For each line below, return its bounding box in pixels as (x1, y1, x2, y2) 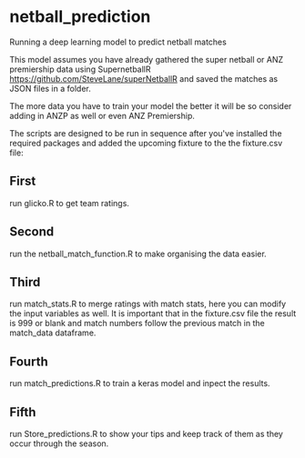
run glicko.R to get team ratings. (9, 197, 130, 208)
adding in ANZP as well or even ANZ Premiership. (9, 110, 196, 121)
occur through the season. (9, 438, 109, 449)
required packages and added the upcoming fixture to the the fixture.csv (9, 137, 283, 148)
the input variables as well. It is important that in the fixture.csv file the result (9, 308, 297, 319)
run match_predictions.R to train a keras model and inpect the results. (9, 378, 270, 389)
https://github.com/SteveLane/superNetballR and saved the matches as (9, 73, 279, 84)
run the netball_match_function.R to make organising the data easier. (9, 248, 267, 259)
